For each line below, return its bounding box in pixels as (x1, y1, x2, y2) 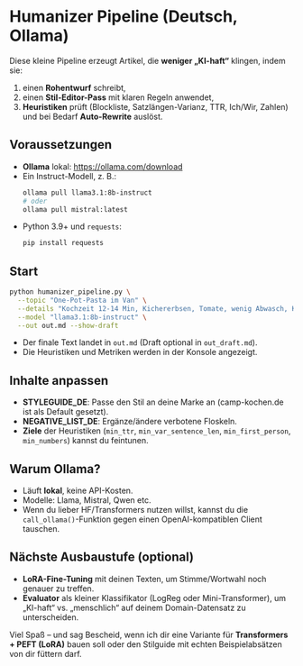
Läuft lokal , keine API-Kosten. (22, 485, 133, 497)
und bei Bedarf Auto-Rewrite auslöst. (22, 111, 163, 122)
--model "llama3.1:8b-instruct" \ (17, 313, 147, 322)
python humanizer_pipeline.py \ (9, 287, 131, 297)
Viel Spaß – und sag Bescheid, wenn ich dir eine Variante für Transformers (9, 629, 289, 640)
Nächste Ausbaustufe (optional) (9, 550, 194, 565)
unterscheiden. (22, 611, 79, 623)
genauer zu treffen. (22, 583, 95, 594)
